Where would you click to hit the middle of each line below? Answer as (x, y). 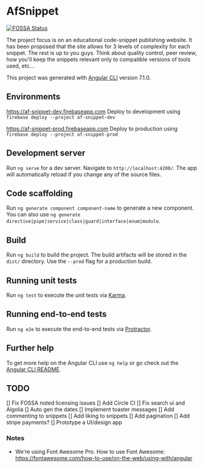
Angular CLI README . (34, 369)
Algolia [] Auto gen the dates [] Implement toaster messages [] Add (90, 409)
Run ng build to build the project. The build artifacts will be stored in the (97, 255)
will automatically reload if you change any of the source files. (84, 174)
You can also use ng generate (43, 214)
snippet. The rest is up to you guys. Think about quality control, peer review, (102, 52)
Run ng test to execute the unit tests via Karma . (66, 295)
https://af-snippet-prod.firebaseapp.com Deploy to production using (92, 129)
